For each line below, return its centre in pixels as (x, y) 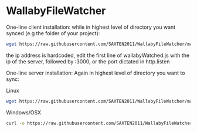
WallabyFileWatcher (56, 11)
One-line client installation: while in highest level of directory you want (91, 27)
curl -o (16, 123)
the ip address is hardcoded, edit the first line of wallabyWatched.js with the (98, 55)
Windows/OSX (24, 112)
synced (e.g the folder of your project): (53, 33)
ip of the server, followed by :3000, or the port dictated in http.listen (88, 61)
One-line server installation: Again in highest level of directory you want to (96, 73)
